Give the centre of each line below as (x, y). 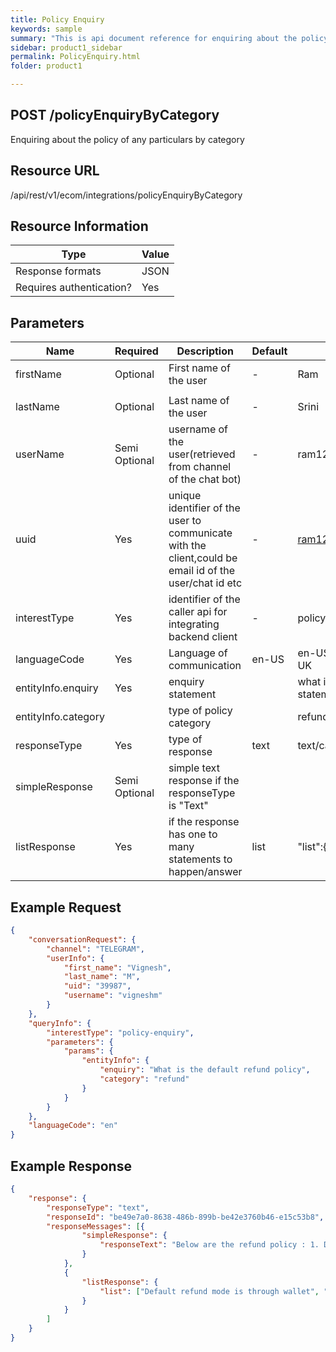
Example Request (66, 907)
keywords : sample (46, 29)
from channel (200, 467)
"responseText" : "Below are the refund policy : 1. (209, 1245)
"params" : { (88, 1051)
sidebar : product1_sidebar (66, 47)
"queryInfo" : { (60, 1023)
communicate (200, 533)
